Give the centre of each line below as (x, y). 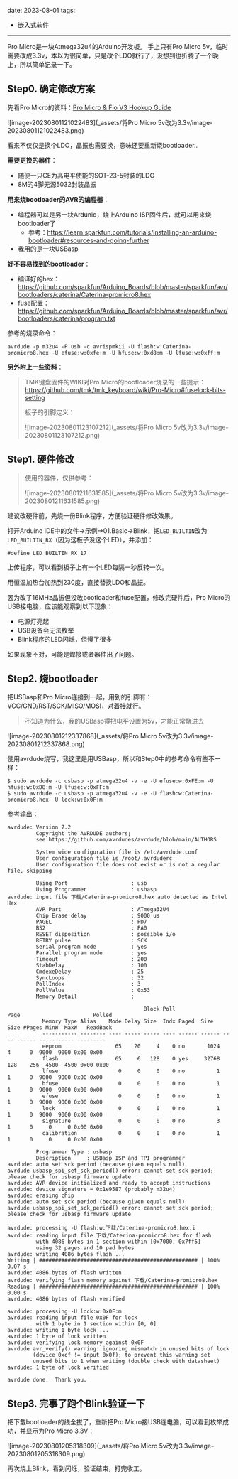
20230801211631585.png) (62, 501)
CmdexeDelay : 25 (90, 972)
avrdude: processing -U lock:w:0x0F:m (64, 1312)
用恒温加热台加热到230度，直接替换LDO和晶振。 (79, 582)
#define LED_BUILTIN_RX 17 (47, 553)
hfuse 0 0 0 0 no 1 (131, 1084)
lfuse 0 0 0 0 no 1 (131, 1071)
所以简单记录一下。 (47, 64)
